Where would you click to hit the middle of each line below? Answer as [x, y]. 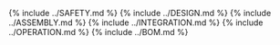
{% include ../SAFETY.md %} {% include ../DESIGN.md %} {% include [140, 13]
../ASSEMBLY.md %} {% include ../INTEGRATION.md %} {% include [136, 22]
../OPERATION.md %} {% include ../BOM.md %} [99, 32]
